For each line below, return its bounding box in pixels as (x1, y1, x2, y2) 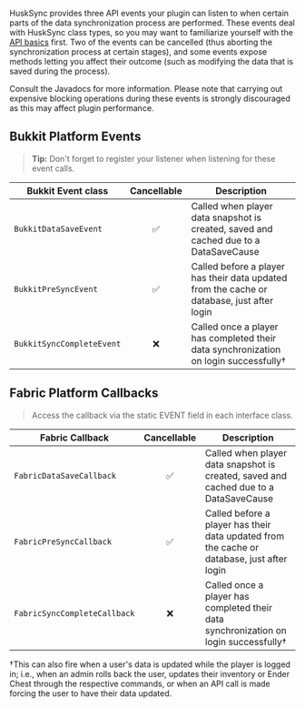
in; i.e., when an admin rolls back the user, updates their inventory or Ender (9, 668, 290, 679)
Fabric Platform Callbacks (9, 386, 159, 401)
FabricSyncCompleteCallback (14, 608, 135, 618)
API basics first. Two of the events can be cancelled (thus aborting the (9, 36, 273, 47)
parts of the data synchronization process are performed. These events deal (9, 17, 295, 28)
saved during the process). (9, 66, 111, 76)
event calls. (31, 163, 75, 174)
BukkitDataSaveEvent (14, 223, 103, 234)
